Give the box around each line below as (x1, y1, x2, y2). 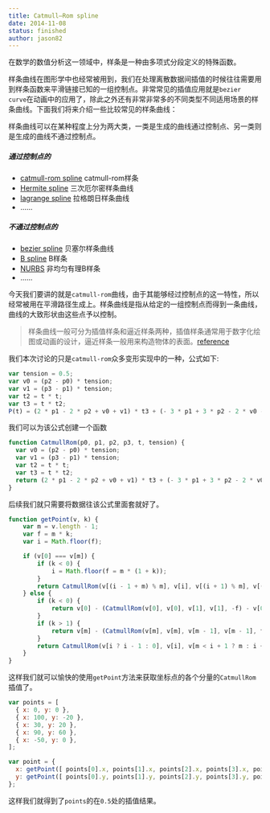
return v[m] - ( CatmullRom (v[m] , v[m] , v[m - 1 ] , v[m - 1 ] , (51, 626, 257, 635)
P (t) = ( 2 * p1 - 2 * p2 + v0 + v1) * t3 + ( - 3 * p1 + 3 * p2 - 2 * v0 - (8, 407, 264, 415)
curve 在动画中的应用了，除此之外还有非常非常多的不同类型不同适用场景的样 (8, 94, 259, 105)
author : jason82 (8, 34, 63, 43)
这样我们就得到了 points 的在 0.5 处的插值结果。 (8, 795, 161, 805)
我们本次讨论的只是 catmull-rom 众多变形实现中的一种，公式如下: (8, 354, 219, 363)
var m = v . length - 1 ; (22, 523, 99, 531)
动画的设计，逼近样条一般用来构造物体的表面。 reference (42, 337, 230, 347)
